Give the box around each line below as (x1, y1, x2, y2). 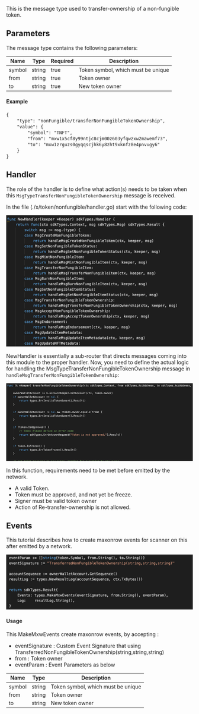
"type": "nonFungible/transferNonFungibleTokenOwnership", (17, 118, 166, 124)
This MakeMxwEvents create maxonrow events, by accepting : (6, 630, 159, 638)
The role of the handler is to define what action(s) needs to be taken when (6, 185, 188, 193)
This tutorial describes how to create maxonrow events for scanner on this (6, 536, 188, 543)
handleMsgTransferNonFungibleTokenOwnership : (6, 371, 120, 378)
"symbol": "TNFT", (27, 130, 73, 136)
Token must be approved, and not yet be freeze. (14, 490, 133, 498)
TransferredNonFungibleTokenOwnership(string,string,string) (14, 648, 165, 656)
